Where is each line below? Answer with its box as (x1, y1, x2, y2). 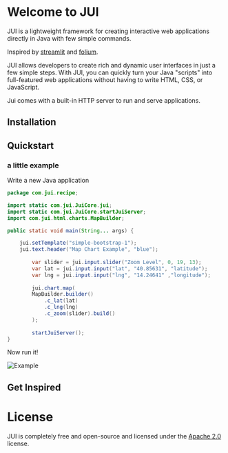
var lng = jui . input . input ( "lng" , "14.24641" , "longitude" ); (32, 272, 211, 279)
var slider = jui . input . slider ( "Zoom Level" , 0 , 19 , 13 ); (32, 259, 202, 266)
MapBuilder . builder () (32, 291, 94, 298)
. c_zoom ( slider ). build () (43, 310, 116, 317)
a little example (7, 160, 59, 170)
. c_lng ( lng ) (43, 304, 79, 311)
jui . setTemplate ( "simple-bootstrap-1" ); (19, 239, 137, 247)
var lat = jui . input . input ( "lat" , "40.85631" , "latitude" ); (32, 265, 208, 272)
